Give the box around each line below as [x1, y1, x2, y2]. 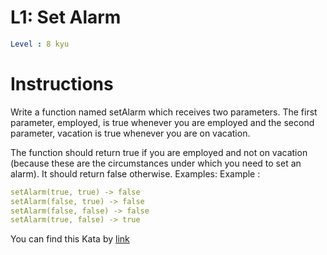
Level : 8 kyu [10, 39, 70, 49]
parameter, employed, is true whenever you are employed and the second [10, 116, 315, 128]
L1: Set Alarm [10, 6, 122, 29]
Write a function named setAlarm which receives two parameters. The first [10, 106, 318, 118]
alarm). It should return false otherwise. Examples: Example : [10, 167, 261, 180]
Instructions [10, 73, 114, 95]
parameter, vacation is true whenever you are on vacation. [10, 127, 251, 139]
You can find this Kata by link [10, 233, 130, 245]
